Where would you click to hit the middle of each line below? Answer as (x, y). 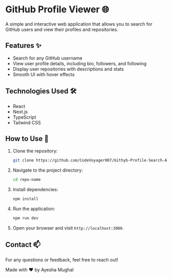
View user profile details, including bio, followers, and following (80, 63)
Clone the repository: (35, 151)
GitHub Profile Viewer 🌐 (57, 10)
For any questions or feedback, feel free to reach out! (62, 260)
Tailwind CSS (27, 122)
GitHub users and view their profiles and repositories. (62, 29)
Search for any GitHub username (47, 58)
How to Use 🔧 (27, 138)
